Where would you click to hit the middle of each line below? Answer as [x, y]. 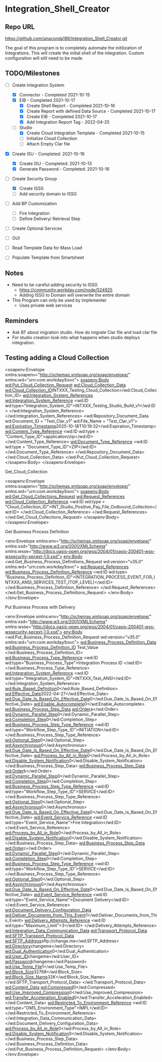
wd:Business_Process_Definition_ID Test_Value [52, 647]
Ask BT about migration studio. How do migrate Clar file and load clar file [84, 332]
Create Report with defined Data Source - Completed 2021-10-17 [91, 111]
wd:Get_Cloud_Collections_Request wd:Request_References [65, 496]
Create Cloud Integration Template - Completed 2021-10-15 [86, 133]
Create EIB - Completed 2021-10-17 [62, 117]
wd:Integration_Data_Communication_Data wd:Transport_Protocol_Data [76, 930]
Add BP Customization [34, 203]
